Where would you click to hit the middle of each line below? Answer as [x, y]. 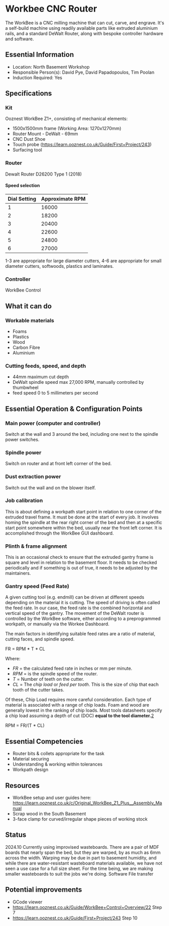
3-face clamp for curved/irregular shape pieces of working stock [80, 819]
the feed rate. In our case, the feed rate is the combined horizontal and [79, 608]
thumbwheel [25, 388]
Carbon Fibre [26, 347]
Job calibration [24, 501]
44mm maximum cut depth [41, 377]
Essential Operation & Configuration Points [74, 409]
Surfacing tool [27, 150]
